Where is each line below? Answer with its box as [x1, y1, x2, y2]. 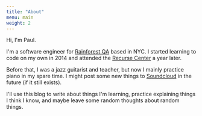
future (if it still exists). [6, 79, 62, 86]
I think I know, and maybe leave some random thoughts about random [6, 97, 180, 104]
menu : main [6, 14, 34, 20]
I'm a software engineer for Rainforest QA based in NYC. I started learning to [6, 48, 197, 55]
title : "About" [6, 8, 45, 15]
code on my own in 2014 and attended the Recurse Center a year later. [6, 55, 182, 62]
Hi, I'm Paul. [6, 37, 36, 44]
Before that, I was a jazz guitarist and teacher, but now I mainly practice [6, 66, 184, 73]
